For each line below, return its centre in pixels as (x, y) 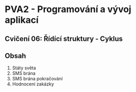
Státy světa (24, 68)
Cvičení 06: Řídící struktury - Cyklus (64, 39)
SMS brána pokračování (37, 79)
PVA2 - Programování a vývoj (68, 9)
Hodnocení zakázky (33, 84)
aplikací (22, 20)
